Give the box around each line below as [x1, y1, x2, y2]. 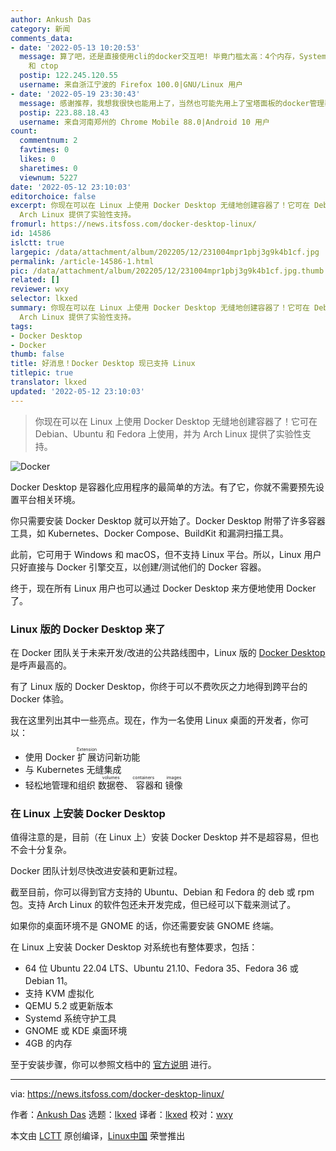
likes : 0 [19, 154, 56, 164]
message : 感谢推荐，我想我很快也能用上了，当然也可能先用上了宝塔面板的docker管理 [19, 98, 325, 108]
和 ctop [28, 61, 59, 71]
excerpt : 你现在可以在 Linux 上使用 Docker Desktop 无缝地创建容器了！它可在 [10, 201, 310, 211]
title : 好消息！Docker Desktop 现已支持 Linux [10, 359, 196, 369]
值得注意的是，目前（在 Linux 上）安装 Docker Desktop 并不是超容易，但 [10, 831, 311, 843]
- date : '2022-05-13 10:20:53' [10, 42, 141, 53]
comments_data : [10, 33, 74, 43]
